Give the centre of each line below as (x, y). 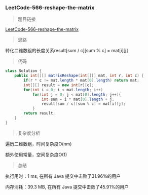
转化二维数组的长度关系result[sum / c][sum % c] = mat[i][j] (67, 51)
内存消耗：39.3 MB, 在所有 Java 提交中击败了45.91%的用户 (67, 187)
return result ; (40, 113)
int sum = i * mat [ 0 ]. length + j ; (78, 99)
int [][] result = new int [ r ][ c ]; (59, 85)
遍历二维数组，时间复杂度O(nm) (39, 144)
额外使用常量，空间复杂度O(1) (36, 154)
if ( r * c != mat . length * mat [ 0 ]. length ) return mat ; (81, 81)
